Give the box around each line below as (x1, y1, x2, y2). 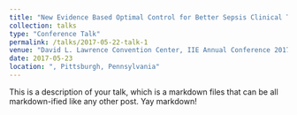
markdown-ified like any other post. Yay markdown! (9, 96, 197, 106)
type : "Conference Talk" (9, 29, 101, 38)
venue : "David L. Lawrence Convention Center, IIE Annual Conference (9, 46, 271, 55)
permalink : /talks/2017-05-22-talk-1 (9, 37, 148, 47)
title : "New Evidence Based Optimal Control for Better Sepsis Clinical (9, 12, 283, 22)
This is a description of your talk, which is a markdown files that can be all (9, 86, 278, 97)
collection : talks (9, 21, 77, 30)
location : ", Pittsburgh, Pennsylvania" (9, 63, 161, 72)
